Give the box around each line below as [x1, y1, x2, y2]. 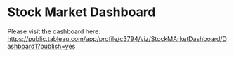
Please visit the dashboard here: [7, 27, 100, 35]
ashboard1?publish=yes [7, 42, 76, 50]
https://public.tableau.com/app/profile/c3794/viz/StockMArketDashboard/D [7, 34, 227, 42]
